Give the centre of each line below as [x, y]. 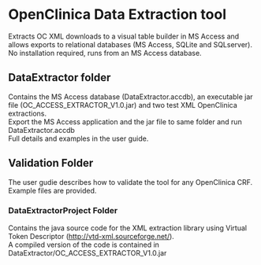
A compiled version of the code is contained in [84, 245]
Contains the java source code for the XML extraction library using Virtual [127, 228]
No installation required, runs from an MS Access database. [105, 53]
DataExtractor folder [60, 77]
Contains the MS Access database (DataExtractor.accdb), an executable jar [131, 97]
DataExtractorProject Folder [63, 211]
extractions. [28, 113]
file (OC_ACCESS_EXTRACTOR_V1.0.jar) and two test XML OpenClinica [123, 105]
